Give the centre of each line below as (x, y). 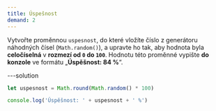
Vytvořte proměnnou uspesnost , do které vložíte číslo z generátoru (102, 40)
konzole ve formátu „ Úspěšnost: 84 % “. (65, 62)
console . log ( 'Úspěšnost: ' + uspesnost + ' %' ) (78, 101)
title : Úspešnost (32, 14)
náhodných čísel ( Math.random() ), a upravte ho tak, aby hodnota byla (106, 47)
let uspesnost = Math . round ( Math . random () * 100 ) (81, 88)
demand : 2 (22, 20)
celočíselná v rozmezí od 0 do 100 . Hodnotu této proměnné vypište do (108, 54)
